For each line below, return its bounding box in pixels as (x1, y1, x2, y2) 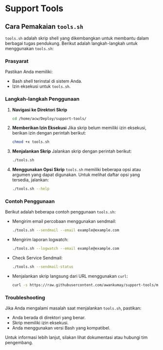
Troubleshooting (5, 294, 45, 301)
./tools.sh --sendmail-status (12, 264, 74, 270)
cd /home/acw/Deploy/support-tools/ (12, 116, 87, 121)
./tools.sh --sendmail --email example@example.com (12, 228, 119, 233)
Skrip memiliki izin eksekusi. (12, 320, 69, 326)
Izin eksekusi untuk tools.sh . (12, 83, 71, 89)
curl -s (12, 283, 28, 288)
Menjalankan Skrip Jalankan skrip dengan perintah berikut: (12, 148, 132, 154)
